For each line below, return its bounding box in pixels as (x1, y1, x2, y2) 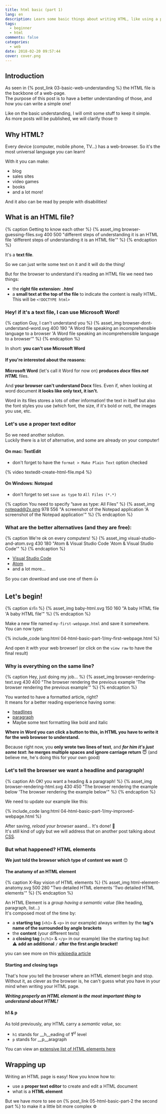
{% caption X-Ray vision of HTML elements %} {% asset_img (5, 879, 130, 886)
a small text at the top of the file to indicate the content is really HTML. (12, 291, 158, 297)
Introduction (5, 71, 44, 80)
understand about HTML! (5, 998, 58, 1004)
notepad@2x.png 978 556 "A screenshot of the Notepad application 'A (5, 507, 149, 513)
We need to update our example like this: (5, 798, 88, 804)
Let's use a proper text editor (5, 420, 76, 427)
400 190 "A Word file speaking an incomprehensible (50, 326, 157, 331)
